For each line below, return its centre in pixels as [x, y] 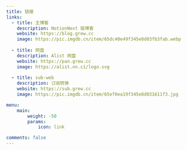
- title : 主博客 [30, 23]
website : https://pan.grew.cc [54, 61]
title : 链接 [20, 12]
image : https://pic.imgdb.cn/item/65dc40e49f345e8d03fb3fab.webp [99, 39]
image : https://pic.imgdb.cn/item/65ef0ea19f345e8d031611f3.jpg [98, 94]
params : [37, 122]
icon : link [51, 127]
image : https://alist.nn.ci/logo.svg [63, 67]
